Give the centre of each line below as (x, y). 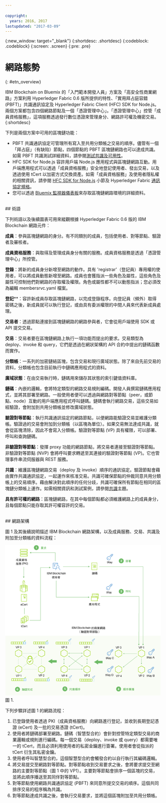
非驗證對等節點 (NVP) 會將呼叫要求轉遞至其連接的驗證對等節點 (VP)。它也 (80, 453)
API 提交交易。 (20, 328)
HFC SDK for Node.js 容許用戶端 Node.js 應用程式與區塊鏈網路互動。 (82, 162)
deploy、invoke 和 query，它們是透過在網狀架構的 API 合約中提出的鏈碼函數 (83, 344)
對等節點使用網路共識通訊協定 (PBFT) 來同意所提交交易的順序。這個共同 (85, 783)
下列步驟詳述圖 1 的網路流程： (35, 711)
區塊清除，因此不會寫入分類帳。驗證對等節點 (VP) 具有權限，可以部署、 (86, 430)
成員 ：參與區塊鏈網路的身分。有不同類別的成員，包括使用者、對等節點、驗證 (83, 236)
